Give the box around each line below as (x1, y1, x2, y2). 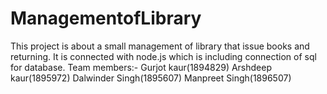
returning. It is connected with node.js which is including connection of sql (10, 50, 317, 62)
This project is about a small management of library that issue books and (10, 40, 310, 52)
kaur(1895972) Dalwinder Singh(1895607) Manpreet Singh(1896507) (10, 72, 292, 84)
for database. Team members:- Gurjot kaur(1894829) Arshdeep (10, 61, 272, 73)
